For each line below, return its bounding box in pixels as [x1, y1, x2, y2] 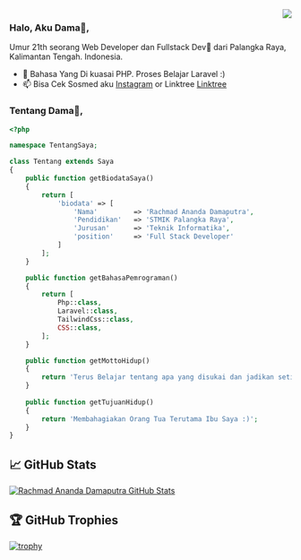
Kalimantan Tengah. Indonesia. [9, 51, 124, 62]
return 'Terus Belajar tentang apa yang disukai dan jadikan [41, 373, 275, 382]
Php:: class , [56, 298, 102, 307]
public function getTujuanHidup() [25, 398, 154, 407]
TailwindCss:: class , [56, 315, 134, 324]
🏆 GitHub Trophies [9, 513, 119, 528]
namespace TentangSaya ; [9, 141, 99, 151]
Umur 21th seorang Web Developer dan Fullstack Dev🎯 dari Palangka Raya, [9, 42, 287, 53]
